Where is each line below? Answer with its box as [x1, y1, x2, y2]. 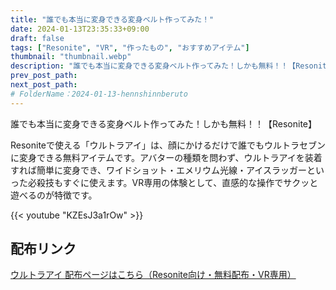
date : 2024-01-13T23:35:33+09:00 [10, 24, 150, 34]
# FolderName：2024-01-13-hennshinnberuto [10, 89, 188, 99]
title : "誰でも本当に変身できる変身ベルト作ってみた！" [10, 14, 215, 25]
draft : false [10, 33, 65, 43]
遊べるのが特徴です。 [10, 189, 98, 201]
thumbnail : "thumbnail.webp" [10, 52, 132, 62]
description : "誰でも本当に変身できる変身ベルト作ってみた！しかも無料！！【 [10, 61, 297, 71]
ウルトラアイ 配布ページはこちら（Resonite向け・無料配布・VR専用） [10, 269, 297, 281]
